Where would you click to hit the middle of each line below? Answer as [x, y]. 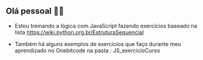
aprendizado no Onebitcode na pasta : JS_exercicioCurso [87, 50]
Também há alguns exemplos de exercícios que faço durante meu [98, 44]
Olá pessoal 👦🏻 [35, 11]
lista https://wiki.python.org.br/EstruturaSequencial [79, 32]
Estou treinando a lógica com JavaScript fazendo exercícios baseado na [106, 25]
